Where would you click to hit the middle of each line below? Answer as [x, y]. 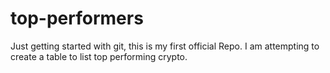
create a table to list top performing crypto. [99, 56]
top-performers [77, 18]
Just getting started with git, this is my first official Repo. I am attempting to [165, 46]
